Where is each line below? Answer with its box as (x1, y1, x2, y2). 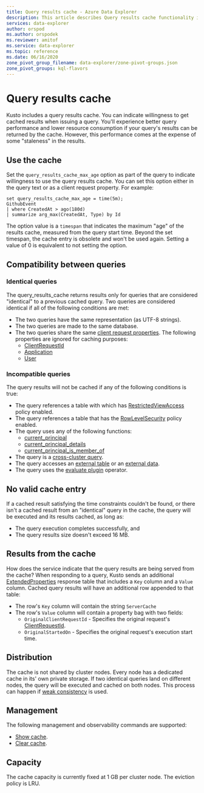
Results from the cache (6, 549, 96, 559)
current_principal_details (24, 441, 86, 448)
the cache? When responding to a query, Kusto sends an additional (6, 571, 174, 579)
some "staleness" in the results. (6, 137, 86, 145)
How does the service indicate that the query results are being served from (6, 565, 194, 572)
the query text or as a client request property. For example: (6, 184, 154, 191)
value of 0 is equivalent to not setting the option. (6, 242, 127, 249)
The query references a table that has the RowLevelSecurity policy (15, 415, 182, 422)
